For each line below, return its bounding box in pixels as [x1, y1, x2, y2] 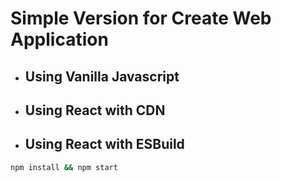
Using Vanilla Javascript [24, 68, 180, 85]
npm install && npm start [10, 162, 118, 172]
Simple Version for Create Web [10, 7, 272, 30]
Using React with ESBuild [24, 136, 185, 153]
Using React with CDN [24, 102, 166, 119]
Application [10, 28, 109, 51]
